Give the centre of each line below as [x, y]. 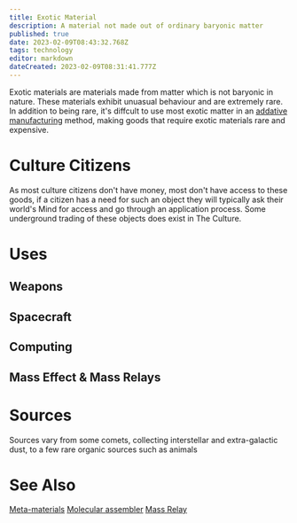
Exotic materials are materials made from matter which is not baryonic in [141, 92]
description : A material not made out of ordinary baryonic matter [137, 26]
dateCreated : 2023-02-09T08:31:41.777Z [83, 67]
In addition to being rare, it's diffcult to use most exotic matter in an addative [148, 111]
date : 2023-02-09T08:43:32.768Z [69, 42]
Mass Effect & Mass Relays [85, 377]
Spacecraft [41, 317]
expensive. [29, 129]
